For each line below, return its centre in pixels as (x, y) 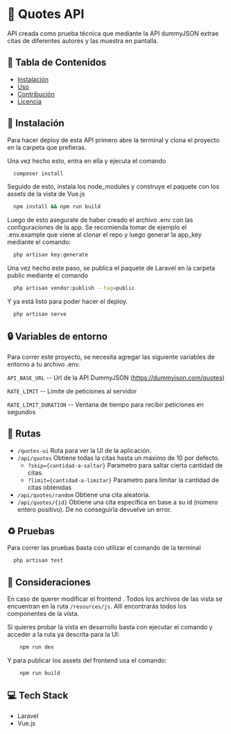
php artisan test (38, 561)
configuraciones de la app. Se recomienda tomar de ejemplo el (97, 228)
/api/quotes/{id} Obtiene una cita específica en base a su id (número (118, 502)
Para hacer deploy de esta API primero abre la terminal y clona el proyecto (113, 140)
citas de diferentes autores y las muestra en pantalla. (83, 40)
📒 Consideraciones (49, 582)
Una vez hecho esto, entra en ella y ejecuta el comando (87, 161)
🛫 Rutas (24, 434)
